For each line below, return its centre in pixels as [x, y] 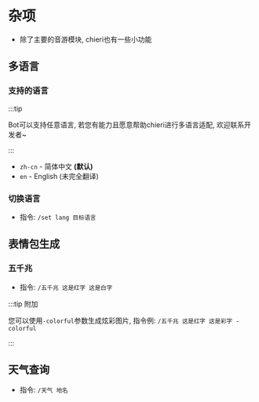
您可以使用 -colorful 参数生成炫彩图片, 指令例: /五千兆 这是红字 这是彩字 [120, 320]
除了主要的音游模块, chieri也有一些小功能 [86, 39]
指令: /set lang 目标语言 [58, 217]
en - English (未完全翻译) [59, 176]
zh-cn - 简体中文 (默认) [56, 166]
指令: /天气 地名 [44, 390]
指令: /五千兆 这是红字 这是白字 [66, 287]
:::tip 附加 [23, 304]
